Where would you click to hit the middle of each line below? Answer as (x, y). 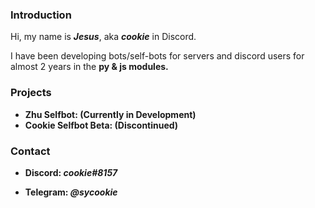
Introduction (41, 15)
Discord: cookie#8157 (71, 172)
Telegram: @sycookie (71, 192)
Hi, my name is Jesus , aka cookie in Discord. (103, 37)
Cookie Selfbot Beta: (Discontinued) (101, 125)
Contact (30, 151)
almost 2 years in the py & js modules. (89, 67)
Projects (31, 93)
